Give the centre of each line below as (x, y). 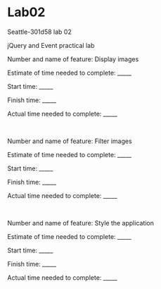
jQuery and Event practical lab (51, 45)
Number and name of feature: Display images (73, 59)
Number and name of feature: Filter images (70, 141)
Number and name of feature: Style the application (81, 223)
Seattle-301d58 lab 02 (39, 32)
